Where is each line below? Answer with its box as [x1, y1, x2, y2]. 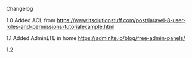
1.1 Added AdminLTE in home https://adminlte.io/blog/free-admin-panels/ [6, 35, 185, 41]
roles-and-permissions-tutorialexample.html [6, 23, 115, 30]
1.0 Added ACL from [6, 17, 55, 23]
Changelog [6, 5, 33, 12]
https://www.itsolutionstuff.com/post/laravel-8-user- [56, 17, 186, 23]
